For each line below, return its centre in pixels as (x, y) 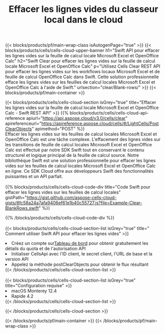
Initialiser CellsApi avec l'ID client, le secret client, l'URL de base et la (82, 254)
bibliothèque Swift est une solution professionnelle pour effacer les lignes (81, 161)
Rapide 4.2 (23, 296)
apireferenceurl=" (23, 123)
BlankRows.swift (22, 208)
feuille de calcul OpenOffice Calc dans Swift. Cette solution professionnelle (82, 77)
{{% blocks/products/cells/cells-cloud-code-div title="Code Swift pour (78, 187)
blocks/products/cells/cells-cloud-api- (109, 113)
